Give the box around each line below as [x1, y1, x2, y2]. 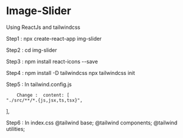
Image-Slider [6, 4, 72, 18]
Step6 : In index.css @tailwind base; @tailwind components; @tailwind [6, 119, 178, 126]
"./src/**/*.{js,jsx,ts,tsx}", [6, 97, 83, 103]
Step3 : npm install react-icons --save [6, 58, 98, 65]
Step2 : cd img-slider [6, 46, 57, 54]
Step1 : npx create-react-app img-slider [6, 35, 102, 42]
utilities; [6, 125, 25, 132]
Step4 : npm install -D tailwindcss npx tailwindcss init [6, 69, 135, 76]
